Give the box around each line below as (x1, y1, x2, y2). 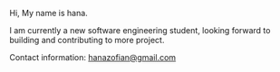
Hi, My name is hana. (9, 8, 88, 18)
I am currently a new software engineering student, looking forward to (9, 25, 271, 35)
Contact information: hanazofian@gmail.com (9, 52, 177, 62)
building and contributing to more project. (9, 35, 165, 45)
